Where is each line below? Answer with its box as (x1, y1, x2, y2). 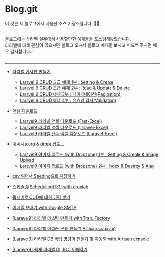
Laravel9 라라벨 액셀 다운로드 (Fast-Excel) (19, 118, 102, 124)
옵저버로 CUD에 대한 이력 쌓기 (12, 194, 70, 200)
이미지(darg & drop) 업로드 (12, 141, 65, 147)
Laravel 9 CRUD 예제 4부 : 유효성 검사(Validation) (19, 97, 117, 103)
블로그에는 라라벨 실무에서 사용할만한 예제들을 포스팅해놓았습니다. (5, 36, 132, 42)
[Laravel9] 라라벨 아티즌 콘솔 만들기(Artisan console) (12, 225, 116, 231)
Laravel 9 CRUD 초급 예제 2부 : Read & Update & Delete (19, 85, 130, 91)
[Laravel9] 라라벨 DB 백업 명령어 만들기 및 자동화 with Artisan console (12, 236, 149, 242)
